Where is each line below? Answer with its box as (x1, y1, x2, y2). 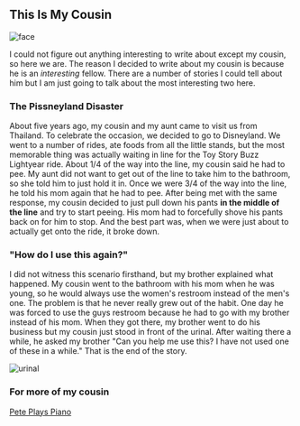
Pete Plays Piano (9, 406, 72, 417)
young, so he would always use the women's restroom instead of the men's (9, 288, 290, 299)
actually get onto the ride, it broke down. (9, 226, 160, 237)
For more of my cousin (9, 385, 110, 398)
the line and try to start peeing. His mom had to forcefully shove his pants (9, 207, 284, 218)
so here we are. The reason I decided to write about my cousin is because (9, 58, 285, 69)
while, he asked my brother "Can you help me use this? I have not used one (9, 336, 290, 347)
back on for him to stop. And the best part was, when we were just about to (9, 217, 289, 227)
